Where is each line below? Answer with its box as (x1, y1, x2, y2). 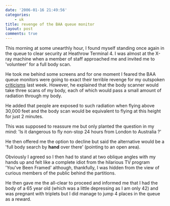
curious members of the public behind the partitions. (5, 170, 116, 176)
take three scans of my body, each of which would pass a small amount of (5, 87, 162, 93)
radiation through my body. (5, 93, 62, 99)
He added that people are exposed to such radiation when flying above (5, 103, 155, 108)
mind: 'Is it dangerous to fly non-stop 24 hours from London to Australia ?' (5, 129, 162, 135)
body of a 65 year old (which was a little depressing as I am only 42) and (5, 185, 158, 191)
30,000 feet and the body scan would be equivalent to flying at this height (5, 108, 161, 114)
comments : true (5, 31, 38, 36)
